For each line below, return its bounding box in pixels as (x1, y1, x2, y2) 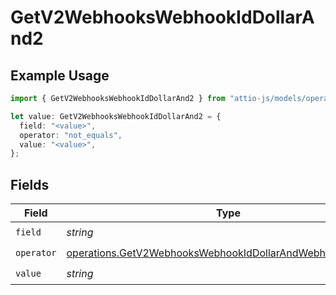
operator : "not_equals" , (19, 130, 123, 140)
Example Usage (10, 67, 110, 84)
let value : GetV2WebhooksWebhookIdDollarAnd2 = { (10, 111, 222, 121)
